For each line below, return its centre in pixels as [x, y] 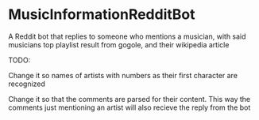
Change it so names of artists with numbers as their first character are [123, 75]
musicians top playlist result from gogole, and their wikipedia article [119, 44]
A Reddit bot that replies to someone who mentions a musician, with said [127, 36]
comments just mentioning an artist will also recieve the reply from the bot [129, 107]
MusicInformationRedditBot [102, 15]
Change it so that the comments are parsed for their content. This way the [129, 99]
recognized [27, 84]
